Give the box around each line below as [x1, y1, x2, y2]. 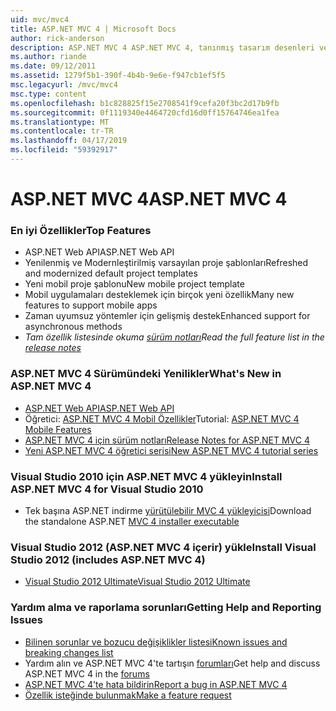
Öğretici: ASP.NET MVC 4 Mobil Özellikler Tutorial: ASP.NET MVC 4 [24, 412, 300, 425]
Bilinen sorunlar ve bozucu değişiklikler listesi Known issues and [24, 636, 288, 648]
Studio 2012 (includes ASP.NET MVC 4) [10, 552, 206, 566]
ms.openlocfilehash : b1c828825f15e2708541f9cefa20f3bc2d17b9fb [10, 98, 280, 108]
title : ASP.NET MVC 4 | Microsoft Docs [10, 24, 177, 34]
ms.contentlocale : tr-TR [10, 126, 114, 136]
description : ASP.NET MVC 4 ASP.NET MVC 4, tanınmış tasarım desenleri [10, 42, 315, 53]
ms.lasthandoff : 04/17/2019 [10, 136, 128, 146]
